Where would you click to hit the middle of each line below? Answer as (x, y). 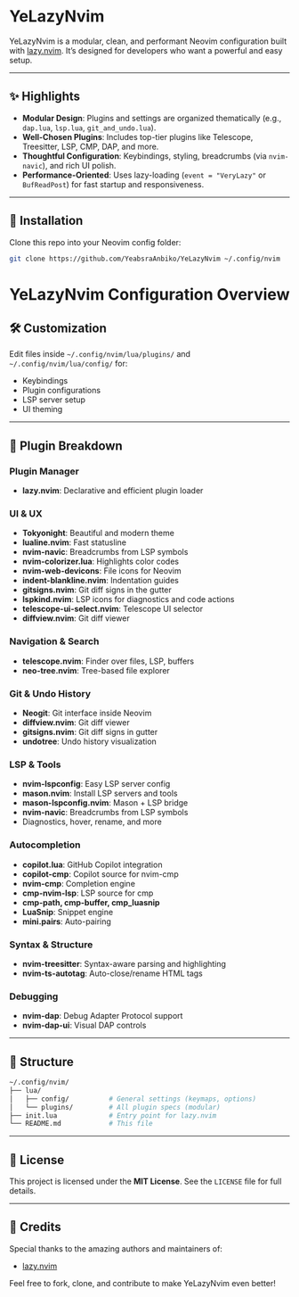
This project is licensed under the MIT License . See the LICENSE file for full (145, 1181)
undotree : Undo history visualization (89, 741)
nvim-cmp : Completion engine (79, 883)
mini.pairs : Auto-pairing (66, 921)
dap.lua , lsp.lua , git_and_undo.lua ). (89, 128)
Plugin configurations (61, 391)
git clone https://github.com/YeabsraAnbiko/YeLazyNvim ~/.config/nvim (145, 259)
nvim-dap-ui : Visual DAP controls (84, 1025)
